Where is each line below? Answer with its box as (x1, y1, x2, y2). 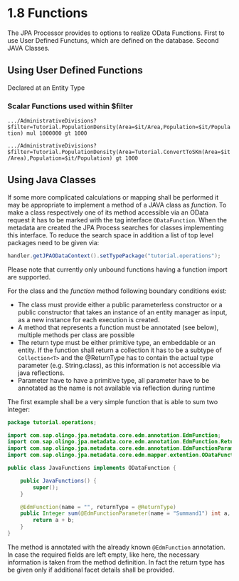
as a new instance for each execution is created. (17, 315, 160, 324)
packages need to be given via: (7, 238, 100, 247)
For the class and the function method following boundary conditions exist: (7, 287, 227, 295)
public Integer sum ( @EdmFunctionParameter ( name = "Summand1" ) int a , (20, 510, 231, 518)
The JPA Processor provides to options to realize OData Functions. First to (7, 29, 225, 37)
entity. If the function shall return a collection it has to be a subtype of (17, 346, 222, 354)
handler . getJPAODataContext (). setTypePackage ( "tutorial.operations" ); (7, 252, 221, 259)
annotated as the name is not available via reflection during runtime (17, 384, 216, 392)
